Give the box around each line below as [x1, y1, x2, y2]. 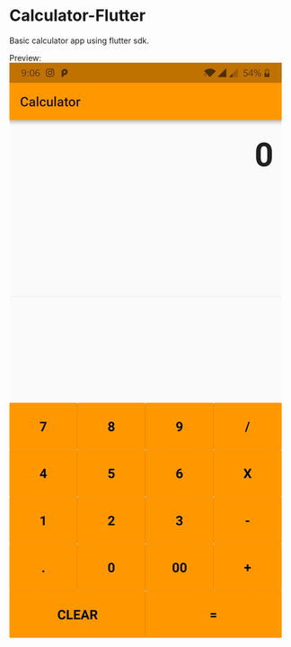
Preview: [9, 52, 42, 63]
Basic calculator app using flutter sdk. [9, 35, 150, 46]
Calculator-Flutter [9, 5, 146, 26]
